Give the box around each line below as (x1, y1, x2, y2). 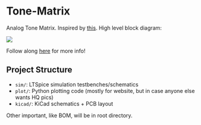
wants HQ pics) (14, 94, 54, 101)
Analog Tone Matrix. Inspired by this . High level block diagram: (6, 24, 162, 31)
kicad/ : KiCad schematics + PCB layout (14, 100, 113, 107)
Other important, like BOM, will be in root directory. (6, 112, 133, 119)
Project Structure (6, 65, 72, 75)
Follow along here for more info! (6, 47, 86, 54)
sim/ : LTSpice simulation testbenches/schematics (14, 80, 139, 88)
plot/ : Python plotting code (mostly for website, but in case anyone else (14, 87, 195, 94)
